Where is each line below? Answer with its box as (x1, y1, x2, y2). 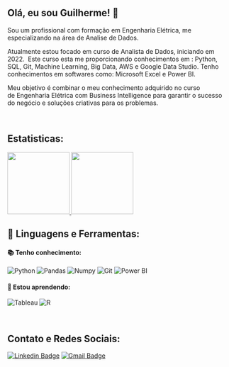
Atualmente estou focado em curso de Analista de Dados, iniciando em (7, 47, 215, 55)
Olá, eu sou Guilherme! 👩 (7, 7, 119, 19)
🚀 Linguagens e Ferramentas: (7, 228, 140, 240)
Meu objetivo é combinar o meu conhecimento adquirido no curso (7, 83, 201, 92)
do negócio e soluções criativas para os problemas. (7, 98, 159, 107)
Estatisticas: (7, 132, 64, 145)
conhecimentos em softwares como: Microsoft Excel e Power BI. (7, 69, 196, 78)
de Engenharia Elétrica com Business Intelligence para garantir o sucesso (7, 91, 223, 99)
